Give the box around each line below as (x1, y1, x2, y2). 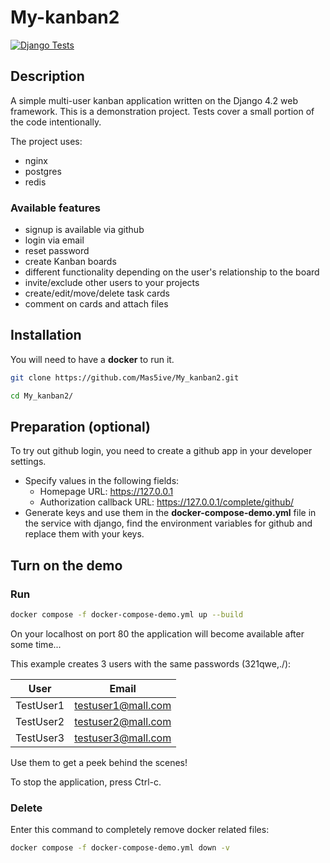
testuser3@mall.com (74, 731, 172, 745)
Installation (10, 327, 82, 344)
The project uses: (10, 135, 83, 147)
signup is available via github (24, 224, 145, 236)
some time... (10, 638, 62, 650)
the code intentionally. (10, 116, 102, 128)
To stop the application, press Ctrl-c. (10, 776, 162, 788)
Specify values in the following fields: (24, 475, 180, 487)
